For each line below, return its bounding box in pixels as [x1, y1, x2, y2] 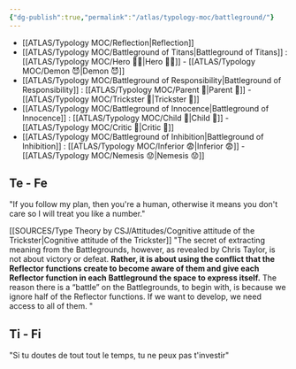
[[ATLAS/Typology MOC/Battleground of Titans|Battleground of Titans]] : [21, 46, 288, 58]
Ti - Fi [9, 327, 42, 342]
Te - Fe [9, 176, 48, 191]
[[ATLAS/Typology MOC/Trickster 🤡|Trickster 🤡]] [21, 94, 201, 104]
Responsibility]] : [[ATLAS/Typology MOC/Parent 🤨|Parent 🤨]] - [21, 84, 252, 95]
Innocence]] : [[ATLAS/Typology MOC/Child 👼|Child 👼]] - [21, 112, 230, 123]
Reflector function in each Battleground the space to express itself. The [9, 273, 277, 283]
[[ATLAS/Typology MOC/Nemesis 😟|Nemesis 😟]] [21, 150, 205, 160]
